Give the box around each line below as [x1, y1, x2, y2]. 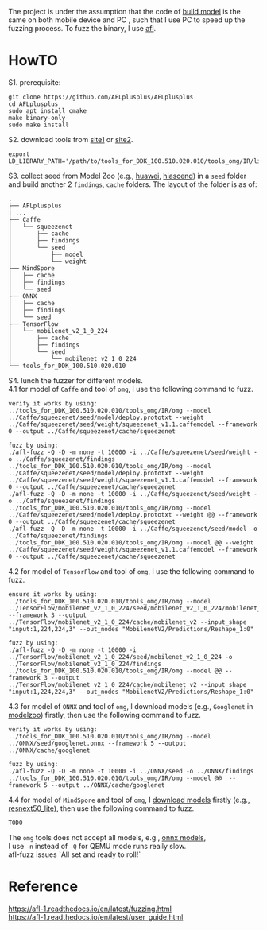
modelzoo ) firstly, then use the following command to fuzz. [8, 710, 201, 719]
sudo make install [8, 121, 69, 129]
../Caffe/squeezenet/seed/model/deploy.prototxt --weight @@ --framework [8, 510, 258, 519]
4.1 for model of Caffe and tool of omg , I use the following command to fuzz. [8, 384, 253, 393]
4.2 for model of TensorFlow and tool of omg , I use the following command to [8, 566, 255, 575]
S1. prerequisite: [8, 77, 61, 87]
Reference [8, 878, 78, 896]
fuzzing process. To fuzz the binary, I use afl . [8, 24, 157, 33]
